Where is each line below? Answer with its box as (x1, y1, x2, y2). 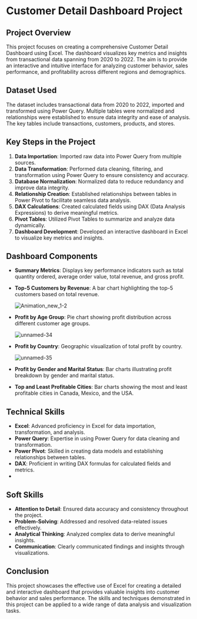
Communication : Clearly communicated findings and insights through (14, 543, 185, 550)
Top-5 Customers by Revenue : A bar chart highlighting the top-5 (14, 284, 173, 292)
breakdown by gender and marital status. (14, 372, 115, 379)
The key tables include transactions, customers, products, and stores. (6, 120, 175, 127)
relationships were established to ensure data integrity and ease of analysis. (6, 113, 191, 120)
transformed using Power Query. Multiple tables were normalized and (6, 107, 175, 114)
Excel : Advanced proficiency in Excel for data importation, (14, 423, 156, 430)
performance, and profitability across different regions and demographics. (6, 68, 186, 75)
